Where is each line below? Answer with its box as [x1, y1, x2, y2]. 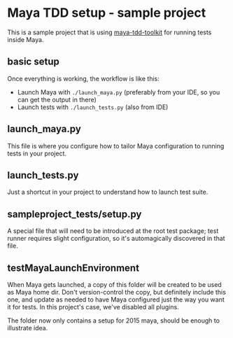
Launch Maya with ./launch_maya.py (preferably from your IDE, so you [17, 87, 220, 96]
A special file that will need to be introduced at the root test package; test [7, 227, 219, 235]
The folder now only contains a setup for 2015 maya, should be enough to [7, 316, 220, 325]
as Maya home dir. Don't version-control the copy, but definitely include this [7, 288, 226, 296]
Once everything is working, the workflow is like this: [7, 74, 160, 83]
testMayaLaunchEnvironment [7, 262, 140, 274]
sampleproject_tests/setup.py [7, 208, 142, 220]
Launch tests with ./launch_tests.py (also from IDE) [17, 103, 169, 111]
